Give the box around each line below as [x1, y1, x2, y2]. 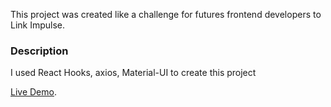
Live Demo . [10, 86, 57, 98]
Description [10, 44, 69, 58]
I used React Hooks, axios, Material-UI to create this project [10, 67, 257, 79]
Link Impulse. [10, 19, 66, 31]
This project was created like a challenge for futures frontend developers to [10, 9, 322, 20]
